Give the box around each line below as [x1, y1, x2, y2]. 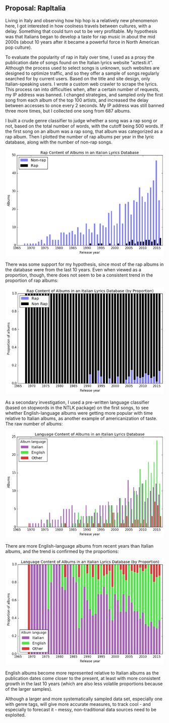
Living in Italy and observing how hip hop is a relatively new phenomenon [5, 17, 158, 23]
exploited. [5, 712, 26, 718]
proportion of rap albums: [5, 277, 59, 283]
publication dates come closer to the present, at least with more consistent [5, 676, 160, 682]
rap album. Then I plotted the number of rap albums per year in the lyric [5, 133, 154, 139]
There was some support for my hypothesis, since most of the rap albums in [5, 261, 164, 267]
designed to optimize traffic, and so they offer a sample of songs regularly [5, 70, 160, 76]
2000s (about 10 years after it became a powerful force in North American [5, 39, 159, 45]
